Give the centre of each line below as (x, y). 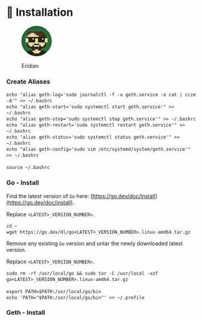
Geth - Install (26, 313)
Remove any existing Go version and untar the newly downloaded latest (95, 243)
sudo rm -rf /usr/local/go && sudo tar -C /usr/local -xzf (82, 273)
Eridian (30, 65)
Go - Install (23, 183)
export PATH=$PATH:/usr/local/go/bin (54, 291)
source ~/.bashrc (28, 168)
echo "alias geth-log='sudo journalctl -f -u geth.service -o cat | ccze (101, 95)
